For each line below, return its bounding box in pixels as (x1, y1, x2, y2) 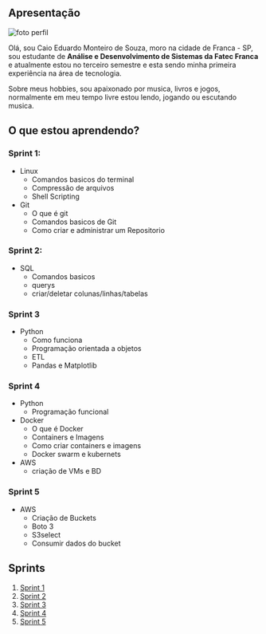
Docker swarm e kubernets (31, 450, 121, 459)
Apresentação (8, 6, 81, 20)
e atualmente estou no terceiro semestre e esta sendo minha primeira (8, 60, 237, 69)
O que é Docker (31, 424, 84, 434)
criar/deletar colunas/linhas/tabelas (31, 289, 149, 298)
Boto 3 (31, 522, 54, 531)
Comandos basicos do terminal (31, 175, 135, 184)
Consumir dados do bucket (31, 538, 121, 548)
